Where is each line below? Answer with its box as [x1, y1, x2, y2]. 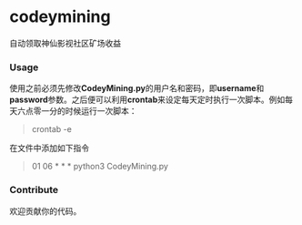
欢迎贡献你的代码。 [9, 205, 82, 216]
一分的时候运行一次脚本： [40, 106, 137, 117]
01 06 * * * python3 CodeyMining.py [31, 161, 168, 172]
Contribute [9, 184, 59, 197]
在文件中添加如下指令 [9, 143, 89, 154]
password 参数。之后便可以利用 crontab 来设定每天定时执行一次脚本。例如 [9, 94, 286, 106]
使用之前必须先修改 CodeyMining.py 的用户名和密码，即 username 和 [9, 83, 265, 94]
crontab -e [31, 124, 73, 135]
